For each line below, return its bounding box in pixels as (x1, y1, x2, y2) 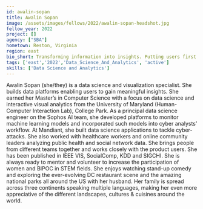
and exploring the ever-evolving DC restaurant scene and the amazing (6, 172, 182, 179)
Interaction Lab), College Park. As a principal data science (32, 107, 178, 115)
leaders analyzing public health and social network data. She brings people (6, 140, 195, 147)
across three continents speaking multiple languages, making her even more (6, 184, 198, 191)
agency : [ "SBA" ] (6, 37, 47, 43)
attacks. (6, 133, 27, 140)
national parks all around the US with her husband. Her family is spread (6, 178, 184, 185)
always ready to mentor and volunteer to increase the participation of (6, 158, 179, 166)
